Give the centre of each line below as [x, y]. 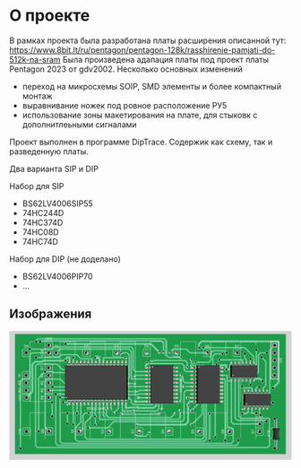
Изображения [51, 314]
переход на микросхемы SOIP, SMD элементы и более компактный [152, 86]
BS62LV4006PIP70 [57, 276]
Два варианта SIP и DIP [54, 169]
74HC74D [40, 241]
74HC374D [43, 222]
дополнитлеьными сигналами [79, 124]
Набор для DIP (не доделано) [65, 259]
